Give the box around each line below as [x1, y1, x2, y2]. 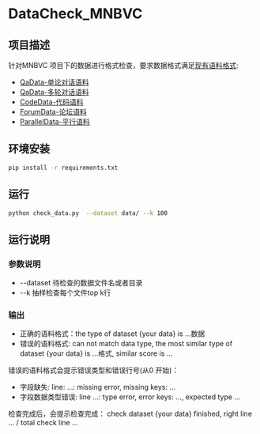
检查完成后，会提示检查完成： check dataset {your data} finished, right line [8, 409, 253, 419]
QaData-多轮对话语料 [19, 88, 89, 96]
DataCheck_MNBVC [8, 5, 143, 23]
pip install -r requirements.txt [8, 164, 119, 172]
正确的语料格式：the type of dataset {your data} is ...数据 [19, 329, 205, 338]
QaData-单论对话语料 [19, 77, 89, 87]
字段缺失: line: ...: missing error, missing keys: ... [19, 383, 176, 392]
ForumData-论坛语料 [19, 108, 87, 116]
